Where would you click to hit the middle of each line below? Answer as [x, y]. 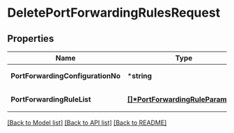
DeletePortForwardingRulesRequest [114, 13]
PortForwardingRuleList [51, 99]
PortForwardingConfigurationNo [65, 76]
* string [139, 76]
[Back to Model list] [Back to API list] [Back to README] [87, 123]
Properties [31, 39]
